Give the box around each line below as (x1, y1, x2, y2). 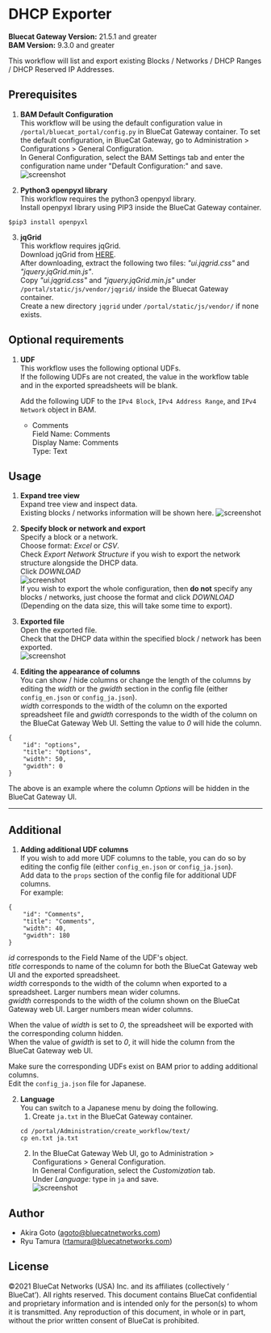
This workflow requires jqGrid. (19, 240, 121, 251)
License (8, 1259, 49, 1274)
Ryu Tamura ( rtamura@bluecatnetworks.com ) (19, 1237, 173, 1246)
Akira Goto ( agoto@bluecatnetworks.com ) (19, 1228, 161, 1238)
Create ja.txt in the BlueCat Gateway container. (31, 1111, 194, 1121)
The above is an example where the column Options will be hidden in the (8, 784, 250, 793)
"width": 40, (23, 925, 67, 933)
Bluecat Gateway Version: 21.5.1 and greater (8, 32, 157, 41)
